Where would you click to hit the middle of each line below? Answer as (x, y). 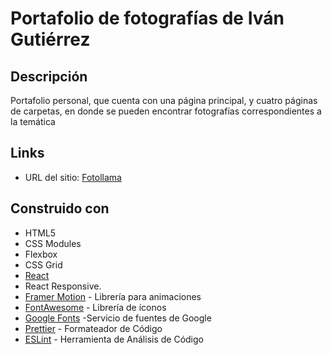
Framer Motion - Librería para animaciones (113, 296)
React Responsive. (63, 286)
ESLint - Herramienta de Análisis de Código (114, 339)
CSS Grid (43, 264)
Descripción (49, 76)
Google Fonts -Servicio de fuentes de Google (118, 318)
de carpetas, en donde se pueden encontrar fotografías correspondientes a (166, 111)
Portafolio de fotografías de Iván (147, 18)
